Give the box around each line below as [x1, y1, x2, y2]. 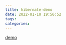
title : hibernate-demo [5, 7, 52, 12]
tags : [5, 16, 16, 21]
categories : [5, 21, 30, 26]
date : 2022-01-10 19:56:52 [5, 12, 61, 17]
